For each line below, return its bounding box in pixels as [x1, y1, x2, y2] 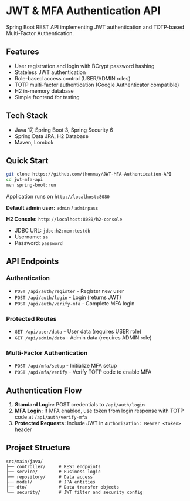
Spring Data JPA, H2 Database [14, 132, 89, 139]
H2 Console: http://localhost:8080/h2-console [6, 216, 123, 223]
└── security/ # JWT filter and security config [6, 489, 143, 495]
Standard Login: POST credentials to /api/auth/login [14, 401, 145, 408]
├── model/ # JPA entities [6, 479, 96, 485]
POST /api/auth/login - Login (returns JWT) [14, 294, 121, 301]
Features [6, 47, 39, 57]
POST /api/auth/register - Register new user [14, 287, 124, 294]
